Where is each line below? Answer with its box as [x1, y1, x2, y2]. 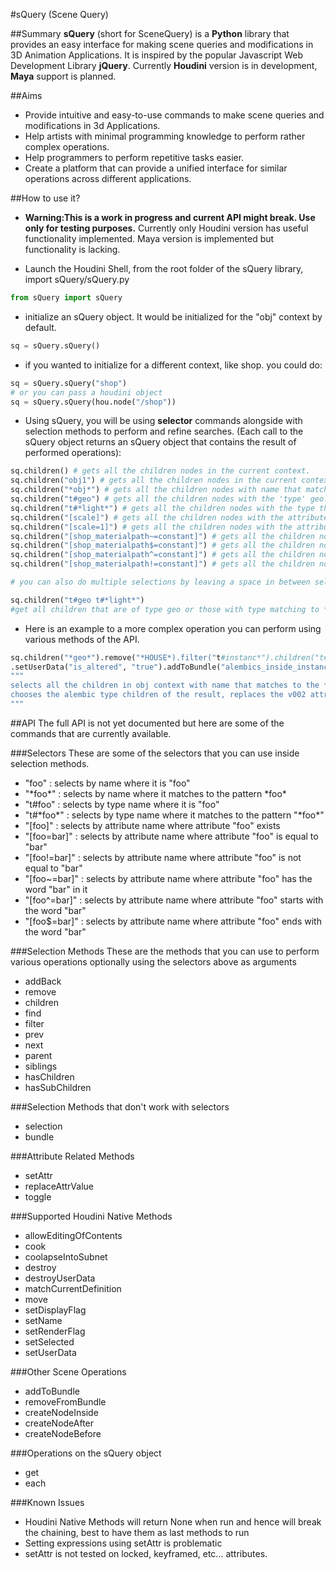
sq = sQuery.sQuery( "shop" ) [10, 378, 128, 388]
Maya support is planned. [10, 70, 117, 82]
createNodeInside [24, 1406, 99, 1418]
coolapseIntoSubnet [24, 1250, 108, 1263]
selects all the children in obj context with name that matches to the [10, 680, 320, 691]
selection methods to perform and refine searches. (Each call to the [24, 425, 304, 438]
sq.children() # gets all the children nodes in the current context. [10, 466, 311, 476]
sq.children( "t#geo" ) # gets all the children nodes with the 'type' [10, 494, 307, 504]
